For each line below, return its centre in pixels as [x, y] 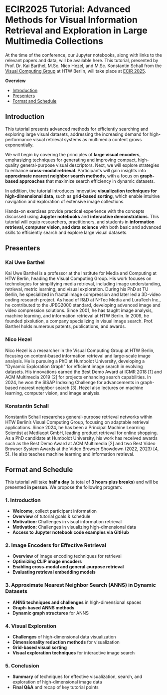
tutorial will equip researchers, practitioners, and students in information [80, 222]
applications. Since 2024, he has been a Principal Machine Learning [75, 428]
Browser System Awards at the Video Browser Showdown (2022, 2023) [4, [82, 449]
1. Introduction [23, 500]
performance [19, 139]
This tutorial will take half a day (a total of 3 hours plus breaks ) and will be [82, 482]
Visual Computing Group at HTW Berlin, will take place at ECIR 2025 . [76, 71]
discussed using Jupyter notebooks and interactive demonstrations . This [82, 216]
